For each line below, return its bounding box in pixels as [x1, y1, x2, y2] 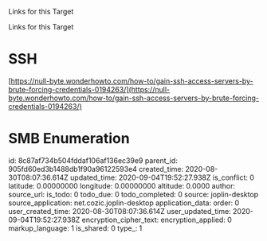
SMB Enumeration [8, 130, 130, 148]
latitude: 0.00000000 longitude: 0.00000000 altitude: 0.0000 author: [8, 181, 235, 190]
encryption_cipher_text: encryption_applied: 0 [81, 215, 233, 224]
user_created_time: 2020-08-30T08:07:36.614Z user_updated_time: [8, 206, 231, 216]
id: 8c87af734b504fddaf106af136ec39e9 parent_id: [8, 155, 178, 165]
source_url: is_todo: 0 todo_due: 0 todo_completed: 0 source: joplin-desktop [8, 189, 259, 199]
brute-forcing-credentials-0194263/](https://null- [8, 84, 170, 94]
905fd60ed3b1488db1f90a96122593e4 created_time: [8, 164, 184, 173]
